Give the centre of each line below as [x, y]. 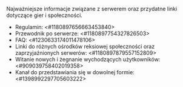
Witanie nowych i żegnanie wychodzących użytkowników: [88, 59]
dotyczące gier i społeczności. [45, 15]
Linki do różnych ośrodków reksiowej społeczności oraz [85, 46]
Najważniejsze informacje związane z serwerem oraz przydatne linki [92, 9]
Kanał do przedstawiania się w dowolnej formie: [75, 72]
